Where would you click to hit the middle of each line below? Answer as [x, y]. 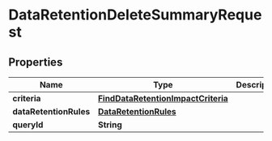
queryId [28, 125]
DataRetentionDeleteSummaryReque [135, 15]
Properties [36, 62]
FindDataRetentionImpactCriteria [163, 98]
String [110, 125]
